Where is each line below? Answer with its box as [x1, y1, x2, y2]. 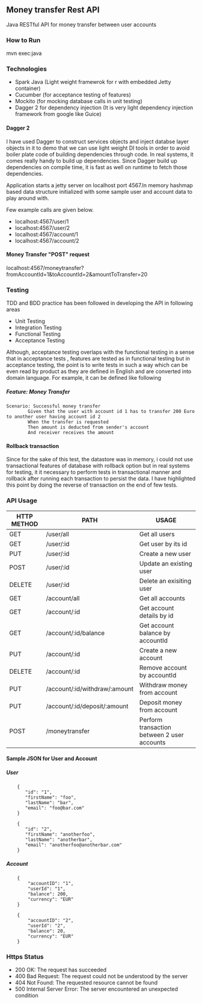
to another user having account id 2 [6, 414, 101, 420]
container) [14, 85, 41, 92]
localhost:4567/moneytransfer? [6, 264, 84, 271]
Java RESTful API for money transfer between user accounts [6, 21, 157, 28]
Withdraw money [139, 680, 188, 689]
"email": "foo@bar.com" [25, 805, 85, 811]
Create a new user [139, 549, 191, 558]
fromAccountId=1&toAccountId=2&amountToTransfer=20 [6, 270, 148, 278]
